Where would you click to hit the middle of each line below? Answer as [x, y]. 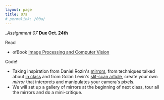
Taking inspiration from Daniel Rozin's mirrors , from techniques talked [83, 71]
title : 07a [16, 14]
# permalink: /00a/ [25, 19]
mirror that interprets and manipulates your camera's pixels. [73, 82]
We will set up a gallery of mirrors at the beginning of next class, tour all [86, 87]
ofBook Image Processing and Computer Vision [61, 52]
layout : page [19, 10]
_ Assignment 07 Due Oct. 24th [37, 33]
